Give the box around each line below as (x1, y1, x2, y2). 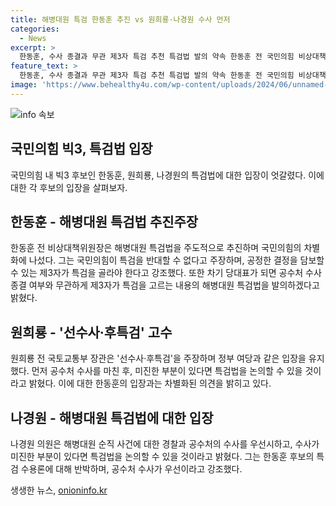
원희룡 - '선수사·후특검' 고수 (10, 324, 173, 341)
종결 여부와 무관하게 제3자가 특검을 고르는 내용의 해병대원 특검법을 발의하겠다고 (10, 279, 320, 291)
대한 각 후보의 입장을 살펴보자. (10, 181, 128, 193)
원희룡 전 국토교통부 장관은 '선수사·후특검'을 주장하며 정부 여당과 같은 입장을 (10, 352, 307, 365)
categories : (10, 24, 60, 34)
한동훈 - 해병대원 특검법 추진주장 (10, 213, 199, 230)
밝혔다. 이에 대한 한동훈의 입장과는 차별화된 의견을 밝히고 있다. (28, 377, 272, 390)
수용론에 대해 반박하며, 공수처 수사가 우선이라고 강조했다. (20, 463, 243, 475)
